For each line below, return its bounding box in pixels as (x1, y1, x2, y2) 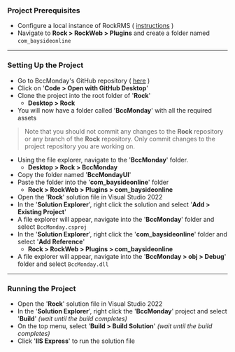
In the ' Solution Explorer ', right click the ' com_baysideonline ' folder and (17, 230, 227, 238)
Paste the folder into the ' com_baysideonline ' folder (17, 178, 169, 186)
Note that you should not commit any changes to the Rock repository (24, 127, 224, 135)
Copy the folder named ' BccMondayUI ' (17, 170, 131, 178)
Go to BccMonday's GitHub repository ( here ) (17, 76, 150, 85)
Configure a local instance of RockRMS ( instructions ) (17, 22, 174, 30)
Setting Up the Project (7, 60, 84, 70)
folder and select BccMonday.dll (17, 260, 109, 268)
